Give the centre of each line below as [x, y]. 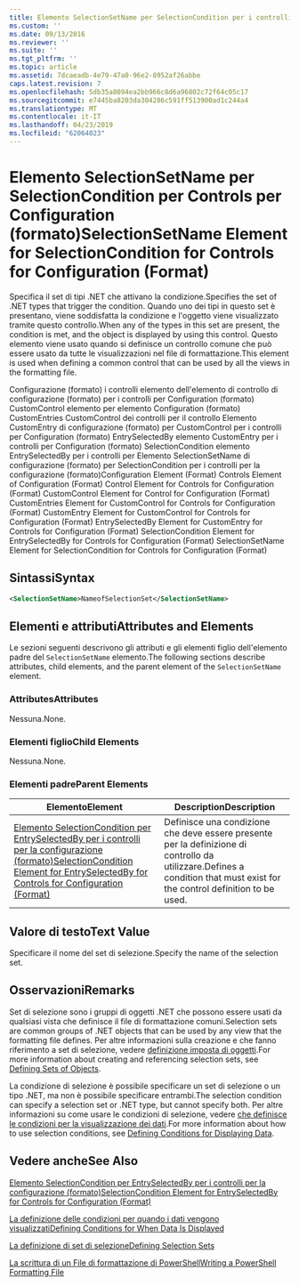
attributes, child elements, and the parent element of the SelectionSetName [145, 667]
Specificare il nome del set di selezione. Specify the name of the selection [144, 953]
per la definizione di [206, 845]
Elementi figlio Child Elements [74, 741]
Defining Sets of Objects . [55, 1068]
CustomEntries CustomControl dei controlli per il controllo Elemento [133, 417]
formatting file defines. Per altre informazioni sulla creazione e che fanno [143, 1040]
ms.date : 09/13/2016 [48, 34]
